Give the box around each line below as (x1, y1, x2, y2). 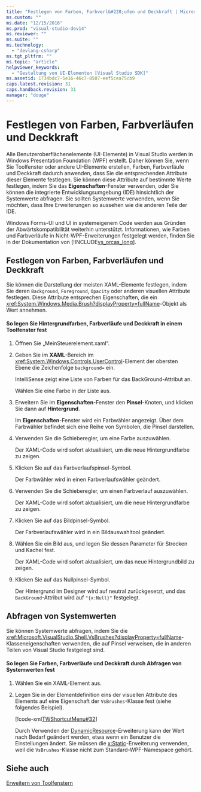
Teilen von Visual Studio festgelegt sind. (6, 646, 105, 653)
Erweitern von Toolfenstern (6, 779, 74, 787)
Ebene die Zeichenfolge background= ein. (14, 364, 115, 371)
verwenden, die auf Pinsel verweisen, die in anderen (62, 639, 191, 647)
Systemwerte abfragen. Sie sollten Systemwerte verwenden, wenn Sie (6, 195, 179, 202)
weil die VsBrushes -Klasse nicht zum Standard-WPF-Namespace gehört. (14, 746, 193, 753)
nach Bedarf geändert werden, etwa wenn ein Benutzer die (14, 733, 161, 741)
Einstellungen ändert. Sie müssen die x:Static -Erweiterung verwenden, (14, 739, 190, 747)
